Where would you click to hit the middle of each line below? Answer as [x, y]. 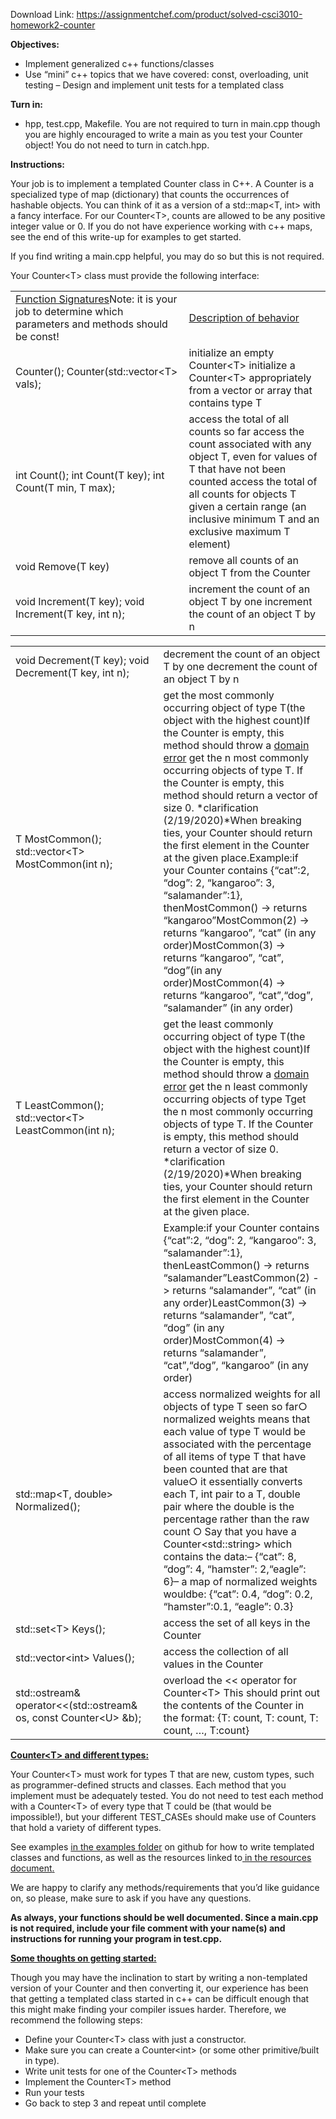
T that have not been [237, 469]
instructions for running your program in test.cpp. [116, 1938]
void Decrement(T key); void [82, 660]
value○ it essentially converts [233, 1481]
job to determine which [69, 311]
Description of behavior [244, 317]
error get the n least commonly [235, 1086]
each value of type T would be [235, 1431]
